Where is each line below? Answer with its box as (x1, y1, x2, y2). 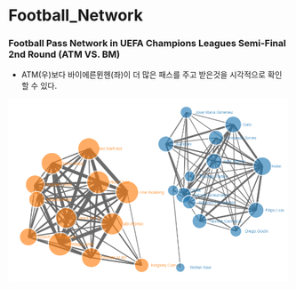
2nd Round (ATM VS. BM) (8, 48, 121, 60)
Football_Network (8, 5, 143, 26)
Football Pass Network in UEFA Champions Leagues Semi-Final (8, 37, 286, 50)
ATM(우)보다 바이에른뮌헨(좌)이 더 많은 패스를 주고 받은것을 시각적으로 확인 (20, 69, 283, 80)
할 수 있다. (20, 81, 58, 92)
